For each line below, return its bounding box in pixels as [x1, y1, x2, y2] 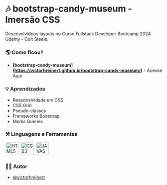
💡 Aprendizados [5, 85, 46, 92]
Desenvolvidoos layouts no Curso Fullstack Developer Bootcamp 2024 [5, 31, 151, 37]
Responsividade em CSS [12, 97, 64, 103]
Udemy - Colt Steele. [5, 36, 49, 42]
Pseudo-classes [12, 108, 46, 114]
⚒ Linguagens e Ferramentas [5, 131, 78, 138]
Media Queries [12, 118, 43, 124]
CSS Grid [12, 102, 32, 108]
